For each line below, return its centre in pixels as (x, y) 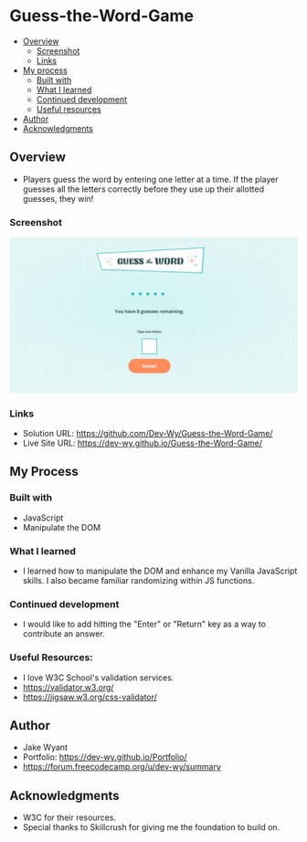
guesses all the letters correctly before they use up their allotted (143, 189)
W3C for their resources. (69, 817)
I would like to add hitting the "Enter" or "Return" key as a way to (144, 624)
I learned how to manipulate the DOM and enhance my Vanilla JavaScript (160, 571)
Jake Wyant (45, 747)
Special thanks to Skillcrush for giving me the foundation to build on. (151, 827)
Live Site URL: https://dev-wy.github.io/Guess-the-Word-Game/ (143, 443)
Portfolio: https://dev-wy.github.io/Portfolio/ (105, 757)
